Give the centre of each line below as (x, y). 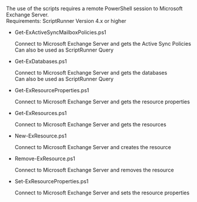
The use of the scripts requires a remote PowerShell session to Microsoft (94, 9)
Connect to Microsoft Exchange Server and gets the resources (90, 124)
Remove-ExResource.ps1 (45, 159)
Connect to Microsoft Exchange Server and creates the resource (93, 147)
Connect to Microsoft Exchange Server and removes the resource (94, 170)
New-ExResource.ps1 (41, 136)
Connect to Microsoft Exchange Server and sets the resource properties (102, 193)
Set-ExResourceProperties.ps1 (51, 181)
